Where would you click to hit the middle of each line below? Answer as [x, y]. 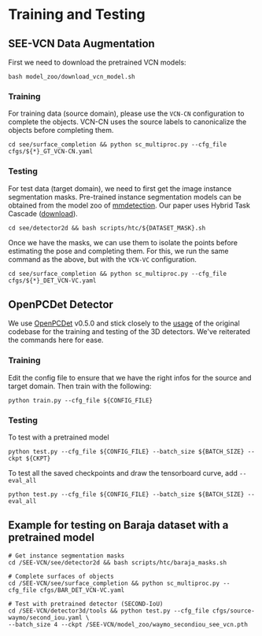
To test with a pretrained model [59, 437]
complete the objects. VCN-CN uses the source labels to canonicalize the [127, 122]
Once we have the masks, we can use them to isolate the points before [123, 242]
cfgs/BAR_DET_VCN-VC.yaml [82, 590]
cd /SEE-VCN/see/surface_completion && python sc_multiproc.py [114, 583]
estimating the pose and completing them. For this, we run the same [118, 251]
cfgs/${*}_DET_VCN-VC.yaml [52, 281]
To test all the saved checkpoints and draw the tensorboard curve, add [123, 473]
